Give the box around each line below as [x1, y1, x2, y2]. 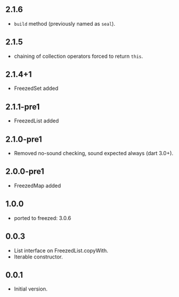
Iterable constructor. [13, 253, 64, 260]
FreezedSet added [13, 85, 59, 92]
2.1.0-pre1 [5, 134, 42, 144]
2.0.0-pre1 [5, 166, 44, 177]
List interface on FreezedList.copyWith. [13, 247, 108, 254]
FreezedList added [13, 117, 59, 124]
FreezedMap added [13, 182, 61, 189]
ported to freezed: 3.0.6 [13, 214, 71, 221]
